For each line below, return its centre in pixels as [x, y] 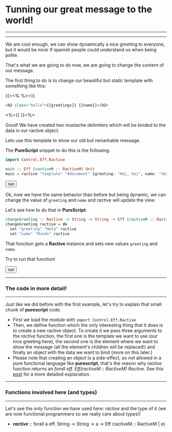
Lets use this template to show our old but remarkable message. [73, 140]
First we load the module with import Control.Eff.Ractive [74, 320]
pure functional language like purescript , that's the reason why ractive [87, 363]
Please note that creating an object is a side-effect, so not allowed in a [87, 358]
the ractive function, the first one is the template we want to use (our [85, 336]
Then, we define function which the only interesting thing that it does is [88, 325]
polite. [12, 55]
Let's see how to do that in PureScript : [46, 210]
